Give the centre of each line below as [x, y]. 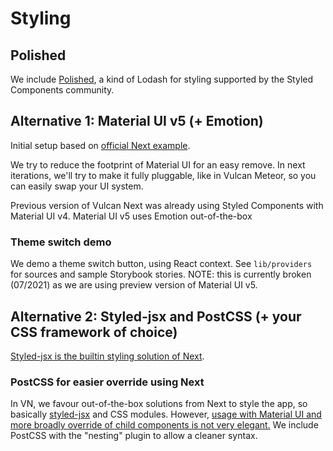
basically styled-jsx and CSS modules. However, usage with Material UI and [166, 414]
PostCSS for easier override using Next [107, 382]
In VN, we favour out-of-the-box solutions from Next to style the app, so [159, 404]
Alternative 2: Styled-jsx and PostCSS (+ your [156, 316]
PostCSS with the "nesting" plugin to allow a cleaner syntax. [134, 436]
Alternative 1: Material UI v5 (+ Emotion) [137, 121]
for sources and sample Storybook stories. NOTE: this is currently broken [161, 274]
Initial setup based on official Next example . [100, 145]
